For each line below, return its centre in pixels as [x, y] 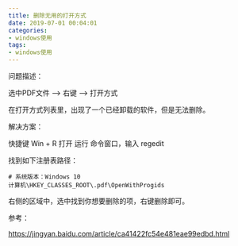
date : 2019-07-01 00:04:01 [53, 23]
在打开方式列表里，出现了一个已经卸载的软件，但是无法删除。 [109, 110]
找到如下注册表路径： [43, 160]
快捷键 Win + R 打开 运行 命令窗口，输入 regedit [86, 143]
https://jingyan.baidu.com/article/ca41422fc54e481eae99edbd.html [119, 234]
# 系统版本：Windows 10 [44, 177]
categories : [28, 30]
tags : [17, 45]
